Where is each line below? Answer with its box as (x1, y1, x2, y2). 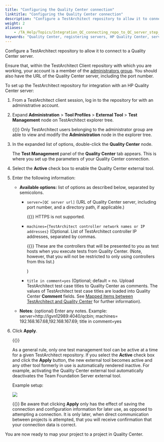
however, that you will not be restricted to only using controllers (26, 253, 155, 259)
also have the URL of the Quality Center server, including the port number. (5, 73, 154, 79)
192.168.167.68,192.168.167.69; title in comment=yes (19, 318, 122, 324)
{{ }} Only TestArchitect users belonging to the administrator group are (12, 126, 153, 132)
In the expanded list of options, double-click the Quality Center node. (12, 141, 153, 147)
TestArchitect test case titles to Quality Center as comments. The (26, 282, 158, 289)
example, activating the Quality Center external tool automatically (12, 368, 144, 373)
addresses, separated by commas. (26, 233, 97, 239)
